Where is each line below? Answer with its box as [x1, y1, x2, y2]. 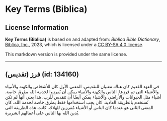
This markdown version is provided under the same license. [5, 51, 128, 57]
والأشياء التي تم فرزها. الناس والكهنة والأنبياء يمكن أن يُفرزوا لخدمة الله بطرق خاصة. [5, 88, 159, 95]
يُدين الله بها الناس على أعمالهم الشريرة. [5, 110, 80, 116]
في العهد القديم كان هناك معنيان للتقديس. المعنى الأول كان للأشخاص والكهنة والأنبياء [5, 83, 160, 89]
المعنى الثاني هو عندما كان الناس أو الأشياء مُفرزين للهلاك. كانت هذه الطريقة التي [5, 104, 154, 110]
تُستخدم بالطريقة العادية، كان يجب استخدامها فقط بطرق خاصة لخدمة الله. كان [5, 99, 149, 105]
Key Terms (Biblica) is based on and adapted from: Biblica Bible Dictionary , [5, 36, 161, 42]
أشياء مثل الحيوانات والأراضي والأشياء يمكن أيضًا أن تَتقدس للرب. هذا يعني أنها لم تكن [5, 94, 162, 100]
